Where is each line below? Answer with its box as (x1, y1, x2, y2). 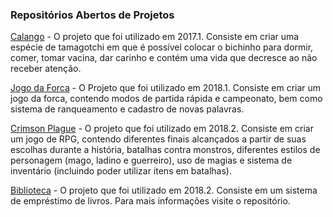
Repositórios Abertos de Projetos (10, 8, 175, 22)
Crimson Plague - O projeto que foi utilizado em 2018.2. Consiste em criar (10, 123, 314, 135)
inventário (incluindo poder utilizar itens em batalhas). (10, 165, 232, 177)
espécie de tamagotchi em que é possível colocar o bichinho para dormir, (10, 41, 314, 53)
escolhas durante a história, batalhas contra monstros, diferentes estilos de (10, 144, 321, 156)
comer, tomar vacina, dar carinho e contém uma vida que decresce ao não (10, 52, 318, 64)
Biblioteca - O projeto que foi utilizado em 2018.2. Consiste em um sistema (10, 184, 318, 197)
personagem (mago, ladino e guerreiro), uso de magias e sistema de (10, 154, 293, 167)
